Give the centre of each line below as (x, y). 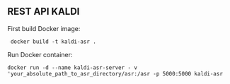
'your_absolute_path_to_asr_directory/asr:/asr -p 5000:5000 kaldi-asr (115, 73)
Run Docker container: (40, 54)
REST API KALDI (44, 12)
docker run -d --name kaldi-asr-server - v (73, 67)
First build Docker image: (44, 28)
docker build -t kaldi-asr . (53, 42)
